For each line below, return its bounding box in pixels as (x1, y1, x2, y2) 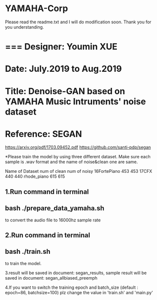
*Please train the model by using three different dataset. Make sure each (5, 154, 151, 160)
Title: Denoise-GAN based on (5, 85, 125, 97)
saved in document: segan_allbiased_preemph (5, 275, 98, 281)
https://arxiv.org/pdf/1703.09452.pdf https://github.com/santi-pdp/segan (5, 144, 151, 150)
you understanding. (5, 24, 44, 30)
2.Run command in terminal (5, 231, 91, 239)
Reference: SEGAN (5, 128, 82, 139)
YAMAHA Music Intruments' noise (5, 96, 146, 107)
